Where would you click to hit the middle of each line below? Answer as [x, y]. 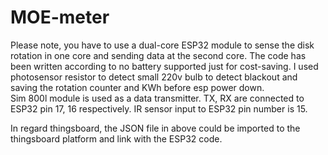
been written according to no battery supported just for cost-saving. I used [164, 66]
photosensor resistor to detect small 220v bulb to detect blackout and [154, 77]
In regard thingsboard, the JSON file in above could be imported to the [155, 128]
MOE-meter [60, 17]
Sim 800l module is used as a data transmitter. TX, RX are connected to [157, 98]
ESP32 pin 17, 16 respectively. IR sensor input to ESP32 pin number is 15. [159, 108]
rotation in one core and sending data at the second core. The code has [158, 55]
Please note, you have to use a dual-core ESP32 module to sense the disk [162, 45]
